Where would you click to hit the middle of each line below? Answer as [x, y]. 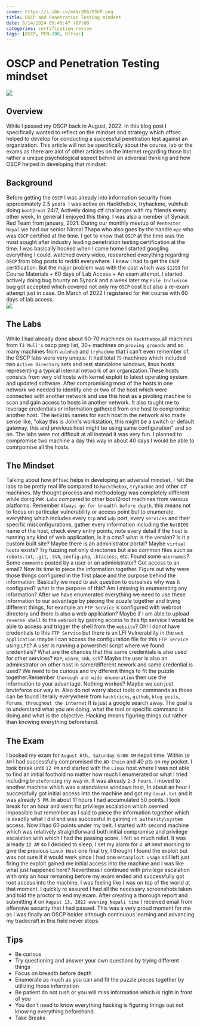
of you [23, 998]
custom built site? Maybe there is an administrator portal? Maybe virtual [96, 544]
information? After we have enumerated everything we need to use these [96, 595]
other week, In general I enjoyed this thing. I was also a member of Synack [98, 216]
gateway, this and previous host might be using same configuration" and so [99, 428]
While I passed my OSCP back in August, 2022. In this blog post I [87, 126]
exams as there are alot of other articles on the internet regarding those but [99, 151]
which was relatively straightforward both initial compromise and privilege [97, 832]
